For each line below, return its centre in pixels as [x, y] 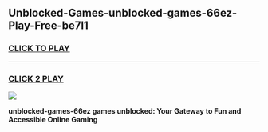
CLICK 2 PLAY [36, 78]
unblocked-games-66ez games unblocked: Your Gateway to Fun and [125, 110]
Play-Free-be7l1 [49, 26]
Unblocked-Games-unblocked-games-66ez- [123, 13]
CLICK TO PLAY [39, 49]
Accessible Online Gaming [53, 119]
